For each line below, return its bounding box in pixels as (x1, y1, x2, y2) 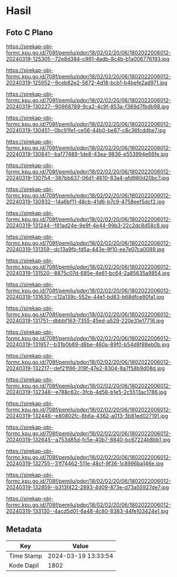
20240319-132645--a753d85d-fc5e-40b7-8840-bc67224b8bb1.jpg (6, 436, 171, 443)
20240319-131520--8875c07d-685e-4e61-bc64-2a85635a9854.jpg (6, 269, 171, 276)
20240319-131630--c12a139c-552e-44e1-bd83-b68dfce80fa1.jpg (6, 293, 165, 300)
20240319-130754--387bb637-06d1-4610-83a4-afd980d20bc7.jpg (6, 175, 169, 181)
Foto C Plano (6, 28, 53, 37)
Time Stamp (9, 552, 43, 560)
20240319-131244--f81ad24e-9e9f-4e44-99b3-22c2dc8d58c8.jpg (6, 222, 169, 229)
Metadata (6, 524, 42, 534)
